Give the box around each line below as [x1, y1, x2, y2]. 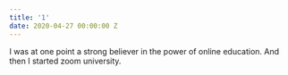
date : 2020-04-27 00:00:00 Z [9, 21, 118, 30]
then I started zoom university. [9, 55, 122, 66]
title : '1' [9, 12, 50, 22]
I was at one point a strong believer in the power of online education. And [9, 46, 280, 56]
